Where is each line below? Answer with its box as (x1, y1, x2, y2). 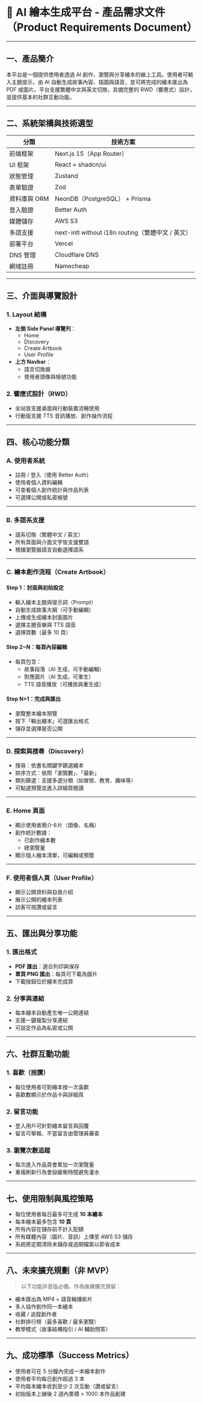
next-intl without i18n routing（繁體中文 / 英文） (55, 228, 192, 236)
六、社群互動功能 (6, 1049, 70, 1059)
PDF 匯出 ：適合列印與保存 (14, 963, 80, 970)
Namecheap (55, 262, 90, 270)
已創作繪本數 (23, 837, 56, 844)
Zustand (55, 171, 78, 180)
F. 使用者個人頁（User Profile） (6, 873, 98, 882)
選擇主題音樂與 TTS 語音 (14, 621, 76, 628)
